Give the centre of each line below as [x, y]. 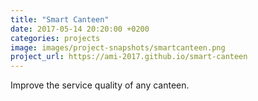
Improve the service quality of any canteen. [100, 85]
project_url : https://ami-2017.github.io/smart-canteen [129, 57]
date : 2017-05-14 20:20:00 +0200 [80, 29]
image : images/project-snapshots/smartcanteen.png [118, 47]
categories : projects [55, 38]
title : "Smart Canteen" [60, 19]
